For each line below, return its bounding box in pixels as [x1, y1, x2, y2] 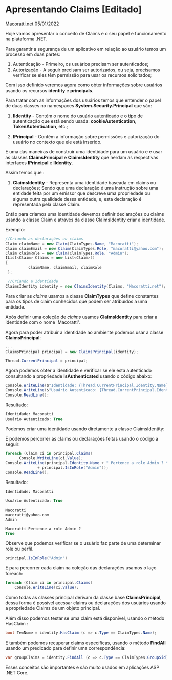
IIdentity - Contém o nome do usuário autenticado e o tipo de [12, 113, 143, 119]
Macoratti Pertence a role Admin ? [5, 526, 81, 532]
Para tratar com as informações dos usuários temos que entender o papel [5, 97, 161, 103]
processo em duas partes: [5, 51, 60, 57]
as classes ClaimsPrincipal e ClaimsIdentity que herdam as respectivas [5, 154, 159, 160]
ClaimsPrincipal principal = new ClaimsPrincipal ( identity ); [5, 349, 139, 354]
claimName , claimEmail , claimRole [28, 265, 102, 270]
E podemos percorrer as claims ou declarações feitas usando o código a [5, 435, 159, 442]
